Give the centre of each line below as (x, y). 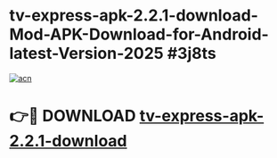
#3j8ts (191, 54)
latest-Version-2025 (87, 54)
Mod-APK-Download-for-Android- (139, 34)
